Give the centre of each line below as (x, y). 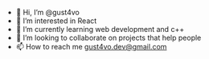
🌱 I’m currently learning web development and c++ (100, 29)
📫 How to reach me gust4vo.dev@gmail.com (91, 47)
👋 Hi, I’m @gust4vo (48, 12)
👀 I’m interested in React (56, 21)
